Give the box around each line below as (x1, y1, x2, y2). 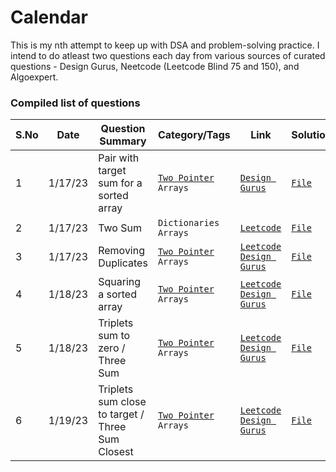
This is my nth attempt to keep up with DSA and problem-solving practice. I (10, 39, 320, 51)
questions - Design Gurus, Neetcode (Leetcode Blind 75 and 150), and (10, 60, 300, 72)
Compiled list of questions (10, 96, 141, 110)
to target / (98, 407, 145, 421)
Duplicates (98, 256, 148, 270)
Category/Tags (157, 128, 231, 142)
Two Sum (98, 221, 142, 235)
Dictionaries (157, 217, 220, 229)
